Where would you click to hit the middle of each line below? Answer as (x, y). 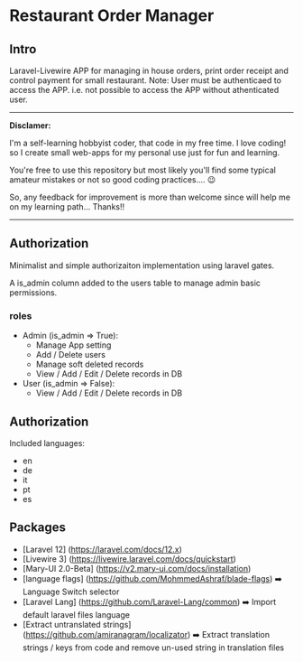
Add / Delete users (71, 355)
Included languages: (47, 443)
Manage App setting (73, 345)
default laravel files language (76, 614)
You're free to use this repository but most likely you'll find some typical (143, 170)
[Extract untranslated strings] (77, 624)
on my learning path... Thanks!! (67, 207)
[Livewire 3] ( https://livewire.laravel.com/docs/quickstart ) (129, 559)
